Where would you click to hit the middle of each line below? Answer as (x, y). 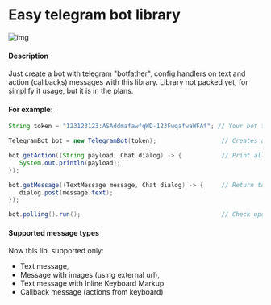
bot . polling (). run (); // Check (129, 215)
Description (29, 56)
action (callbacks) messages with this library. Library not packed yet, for (128, 82)
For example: (31, 109)
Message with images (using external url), (90, 275)
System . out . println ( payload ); (70, 163)
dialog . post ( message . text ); (66, 192)
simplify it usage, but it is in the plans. (71, 91)
